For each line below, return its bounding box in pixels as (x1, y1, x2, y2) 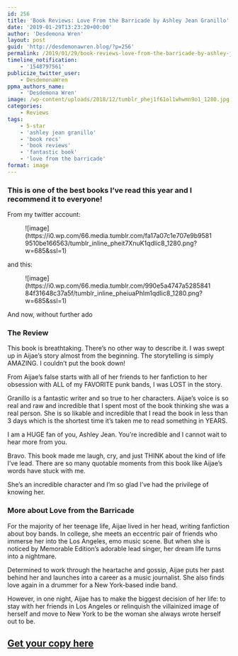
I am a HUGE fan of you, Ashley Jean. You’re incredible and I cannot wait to (7, 430, 227, 439)
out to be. (7, 617, 35, 626)
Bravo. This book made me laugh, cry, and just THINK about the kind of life (7, 451, 226, 460)
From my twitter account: (7, 210, 81, 219)
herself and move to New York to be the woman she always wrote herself (7, 609, 221, 618)
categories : (7, 103, 42, 110)
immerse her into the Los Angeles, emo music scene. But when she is (7, 536, 210, 545)
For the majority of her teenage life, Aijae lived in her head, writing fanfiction (7, 521, 230, 530)
